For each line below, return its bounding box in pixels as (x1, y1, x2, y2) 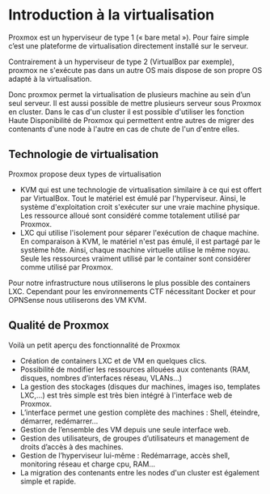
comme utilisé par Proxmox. (19, 262, 113, 272)
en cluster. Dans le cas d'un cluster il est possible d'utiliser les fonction (8, 107, 245, 117)
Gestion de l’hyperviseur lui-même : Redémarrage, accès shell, (19, 450, 230, 460)
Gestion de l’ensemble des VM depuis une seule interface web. (19, 424, 230, 434)
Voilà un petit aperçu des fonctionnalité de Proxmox (8, 340, 180, 350)
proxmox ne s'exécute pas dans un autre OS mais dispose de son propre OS (8, 65, 263, 75)
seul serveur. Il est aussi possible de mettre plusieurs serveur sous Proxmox (8, 98, 262, 108)
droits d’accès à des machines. (19, 441, 124, 451)
